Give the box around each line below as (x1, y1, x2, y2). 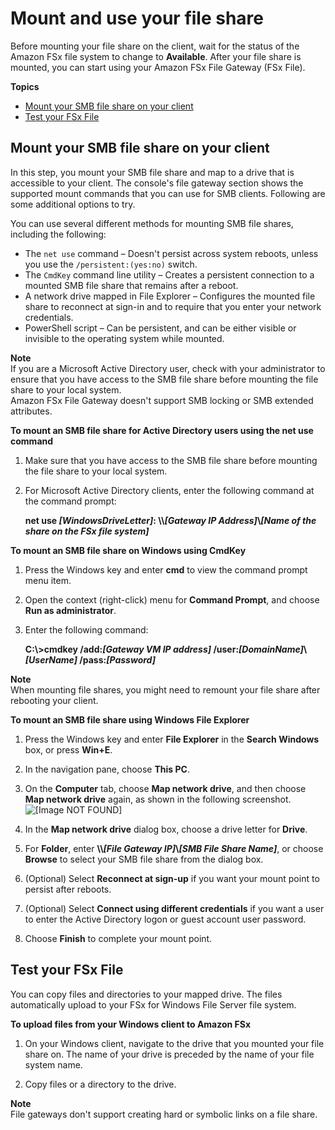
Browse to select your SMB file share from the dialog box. (24, 853, 264, 865)
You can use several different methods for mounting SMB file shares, (10, 217, 294, 229)
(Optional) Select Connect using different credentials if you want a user (24, 902, 325, 914)
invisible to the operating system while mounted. (24, 332, 225, 344)
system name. (24, 1058, 83, 1071)
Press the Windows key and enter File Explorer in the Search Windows (24, 733, 320, 745)
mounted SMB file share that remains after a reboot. (24, 279, 239, 291)
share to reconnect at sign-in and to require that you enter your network (24, 300, 322, 312)
